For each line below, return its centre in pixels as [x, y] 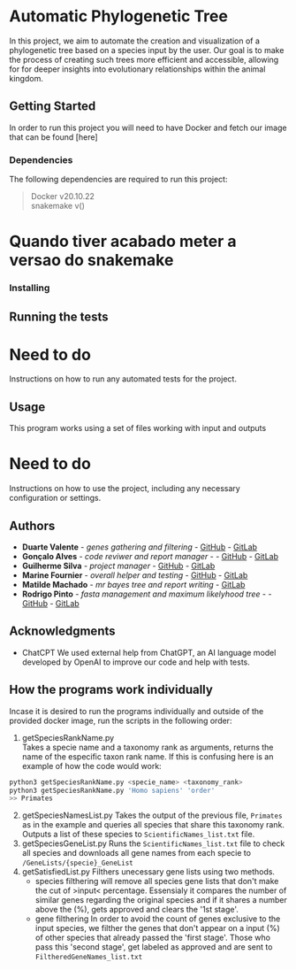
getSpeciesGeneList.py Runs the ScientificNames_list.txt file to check [153, 843]
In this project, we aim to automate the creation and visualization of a [135, 41]
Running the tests [59, 316]
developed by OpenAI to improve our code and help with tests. [136, 662]
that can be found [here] [54, 137]
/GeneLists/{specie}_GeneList [78, 863]
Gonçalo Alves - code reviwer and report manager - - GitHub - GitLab [150, 557]
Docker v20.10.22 [63, 196]
